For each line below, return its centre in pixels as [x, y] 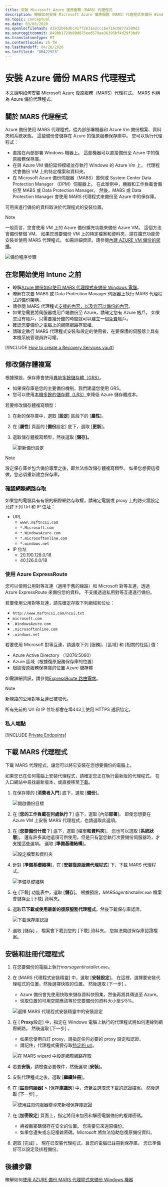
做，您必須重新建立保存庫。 [34, 474]
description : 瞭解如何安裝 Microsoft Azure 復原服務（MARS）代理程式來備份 [79, 15]
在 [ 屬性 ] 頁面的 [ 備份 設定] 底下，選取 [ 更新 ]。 [60, 426]
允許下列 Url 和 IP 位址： [30, 507]
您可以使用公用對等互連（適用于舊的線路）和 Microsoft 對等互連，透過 [77, 586]
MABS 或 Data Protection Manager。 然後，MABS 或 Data [82, 190]
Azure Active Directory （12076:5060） [53, 655]
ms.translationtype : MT [30, 38]
